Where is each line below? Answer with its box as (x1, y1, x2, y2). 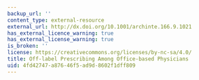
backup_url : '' (7, 10, 52, 17)
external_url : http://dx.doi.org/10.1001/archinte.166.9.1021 (7, 23, 192, 30)
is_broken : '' (7, 42, 49, 49)
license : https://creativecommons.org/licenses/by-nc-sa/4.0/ (7, 49, 192, 56)
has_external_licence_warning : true (7, 29, 114, 37)
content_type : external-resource (7, 17, 105, 24)
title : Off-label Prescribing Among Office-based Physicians (7, 56, 189, 63)
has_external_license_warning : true (7, 36, 114, 43)
